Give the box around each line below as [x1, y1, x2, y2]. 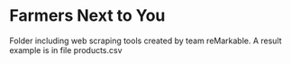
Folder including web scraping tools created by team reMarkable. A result [9, 35, 282, 46]
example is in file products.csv [9, 44, 123, 55]
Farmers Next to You [9, 5, 166, 26]
